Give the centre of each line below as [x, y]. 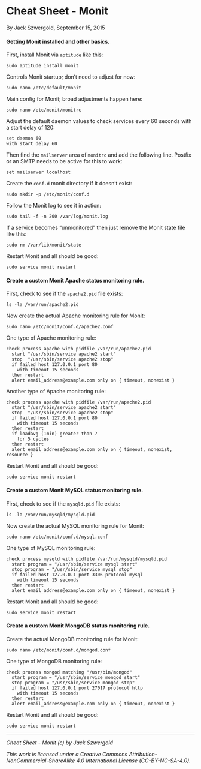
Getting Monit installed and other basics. [58, 41]
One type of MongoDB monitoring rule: [54, 661]
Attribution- [143, 754]
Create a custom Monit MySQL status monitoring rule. [75, 490]
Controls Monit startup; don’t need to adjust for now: [71, 77]
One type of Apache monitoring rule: [51, 338]
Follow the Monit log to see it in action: [54, 206]
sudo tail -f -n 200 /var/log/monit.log [57, 217]
